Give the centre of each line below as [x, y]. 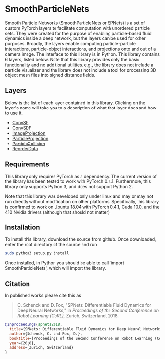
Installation [23, 227]
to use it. [14, 113]
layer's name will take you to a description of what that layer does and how [81, 108]
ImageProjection [29, 133]
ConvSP [20, 122]
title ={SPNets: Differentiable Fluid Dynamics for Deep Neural [75, 329]
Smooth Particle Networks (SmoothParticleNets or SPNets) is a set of [75, 23]
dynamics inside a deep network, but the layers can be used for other [75, 38]
